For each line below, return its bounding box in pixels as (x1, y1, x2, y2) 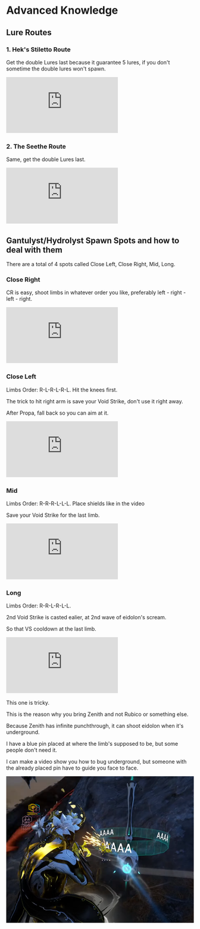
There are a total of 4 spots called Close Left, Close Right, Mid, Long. (6, 260, 176, 267)
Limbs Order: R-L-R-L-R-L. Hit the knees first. (6, 386, 118, 393)
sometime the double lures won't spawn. (6, 65, 106, 72)
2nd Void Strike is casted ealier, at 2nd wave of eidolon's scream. (6, 614, 167, 621)
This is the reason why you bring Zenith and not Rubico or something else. (6, 711, 189, 718)
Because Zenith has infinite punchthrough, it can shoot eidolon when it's (6, 723, 184, 730)
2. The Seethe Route (6, 142, 67, 150)
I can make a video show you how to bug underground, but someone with (6, 758, 187, 766)
